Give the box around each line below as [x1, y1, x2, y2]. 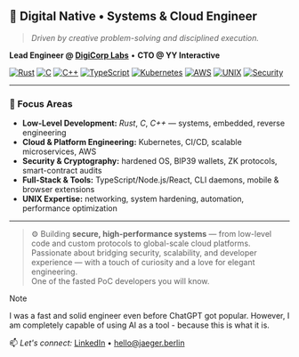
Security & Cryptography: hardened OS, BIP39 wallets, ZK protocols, [21, 156, 278, 166]
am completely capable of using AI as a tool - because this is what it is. [9, 320, 270, 330]
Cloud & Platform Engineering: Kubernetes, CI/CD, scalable [21, 137, 242, 148]
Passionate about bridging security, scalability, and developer [30, 247, 257, 258]
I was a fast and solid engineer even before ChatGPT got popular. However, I [9, 311, 290, 321]
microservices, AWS [21, 146, 97, 157]
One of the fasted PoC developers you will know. [30, 276, 210, 287]
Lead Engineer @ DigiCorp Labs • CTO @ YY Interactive [9, 50, 221, 61]
